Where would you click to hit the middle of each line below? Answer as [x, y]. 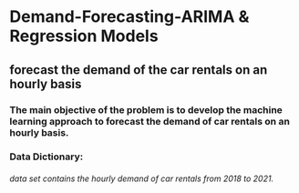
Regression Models [84, 36]
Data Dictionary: [46, 157]
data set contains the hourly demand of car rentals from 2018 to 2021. [142, 178]
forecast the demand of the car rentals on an [139, 70]
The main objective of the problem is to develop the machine [146, 109]
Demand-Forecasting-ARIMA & [129, 17]
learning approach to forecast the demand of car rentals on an [149, 121]
